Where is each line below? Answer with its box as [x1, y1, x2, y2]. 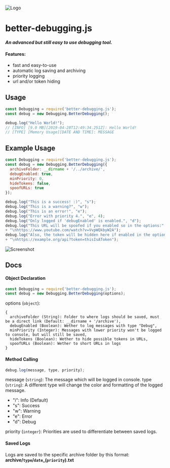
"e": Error [12, 413, 33, 419]
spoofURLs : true [10, 186, 44, 191]
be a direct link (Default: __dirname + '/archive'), [5, 319, 121, 324]
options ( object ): [5, 300, 40, 306]
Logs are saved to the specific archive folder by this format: [5, 451, 130, 457]
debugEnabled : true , [10, 171, 53, 176]
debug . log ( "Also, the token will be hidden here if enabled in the [5, 232, 151, 238]
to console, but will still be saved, [5, 332, 87, 337]
